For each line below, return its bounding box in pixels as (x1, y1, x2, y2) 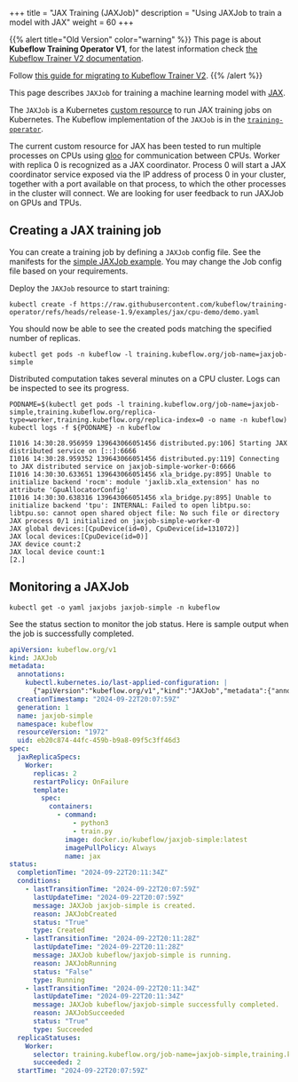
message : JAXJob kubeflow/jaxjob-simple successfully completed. (32, 1000, 279, 1009)
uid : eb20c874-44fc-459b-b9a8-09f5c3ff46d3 (17, 736, 180, 745)
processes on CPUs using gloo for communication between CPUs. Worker (9, 150, 281, 161)
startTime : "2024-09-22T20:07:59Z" (17, 1066, 149, 1076)
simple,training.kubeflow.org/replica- (9, 408, 157, 417)
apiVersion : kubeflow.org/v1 (9, 645, 117, 654)
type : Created (32, 926, 86, 935)
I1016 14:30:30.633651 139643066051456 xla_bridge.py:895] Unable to (9, 470, 272, 479)
